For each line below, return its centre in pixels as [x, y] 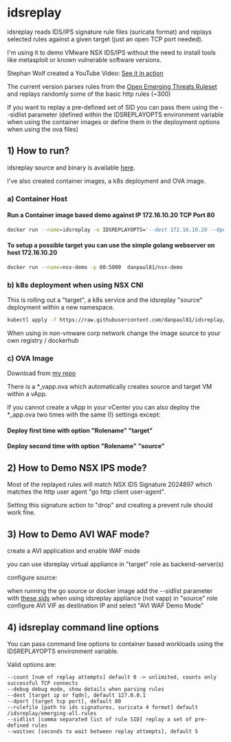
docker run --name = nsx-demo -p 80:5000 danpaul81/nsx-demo [95, 267]
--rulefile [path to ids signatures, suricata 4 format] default [102, 707]
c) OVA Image [30, 358]
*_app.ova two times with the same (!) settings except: [84, 414]
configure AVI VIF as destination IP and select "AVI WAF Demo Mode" [106, 605]
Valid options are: [32, 664]
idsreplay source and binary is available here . [71, 168]
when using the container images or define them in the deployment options [113, 121]
